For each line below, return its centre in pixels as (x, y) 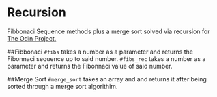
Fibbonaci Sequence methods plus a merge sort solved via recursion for (108, 31)
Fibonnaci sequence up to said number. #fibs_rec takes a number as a (106, 58)
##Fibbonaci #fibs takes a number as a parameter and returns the (100, 52)
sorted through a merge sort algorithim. (62, 86)
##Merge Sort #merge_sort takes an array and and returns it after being (107, 79)
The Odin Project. (32, 38)
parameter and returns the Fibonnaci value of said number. (90, 66)
